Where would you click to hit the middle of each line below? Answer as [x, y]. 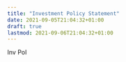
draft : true [24, 26]
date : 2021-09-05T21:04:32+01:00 [56, 20]
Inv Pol [17, 52]
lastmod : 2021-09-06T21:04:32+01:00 [60, 33]
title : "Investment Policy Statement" [63, 13]
